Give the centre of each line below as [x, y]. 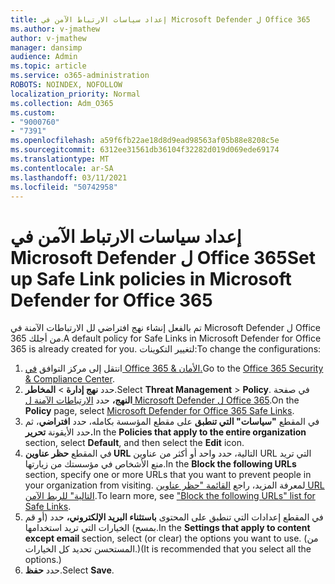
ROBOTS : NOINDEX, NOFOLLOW [66, 85]
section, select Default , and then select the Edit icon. [134, 443]
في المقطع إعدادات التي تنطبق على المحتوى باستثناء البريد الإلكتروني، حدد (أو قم [174, 517]
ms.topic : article [48, 66]
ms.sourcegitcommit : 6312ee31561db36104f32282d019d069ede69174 [145, 150]
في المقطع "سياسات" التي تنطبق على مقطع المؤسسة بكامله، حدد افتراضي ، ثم [172, 422]
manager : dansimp [46, 47]
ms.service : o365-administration [80, 76]
